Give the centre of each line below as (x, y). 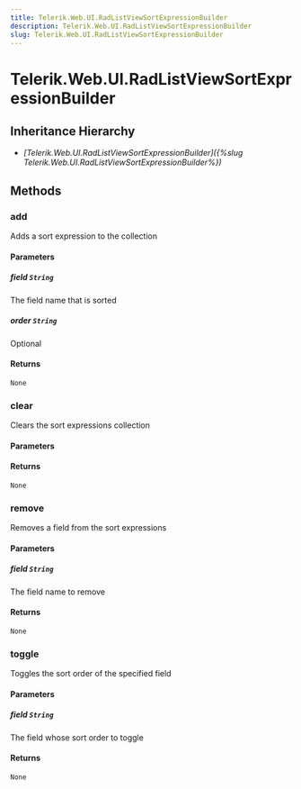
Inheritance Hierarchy (73, 131)
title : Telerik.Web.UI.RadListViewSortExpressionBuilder (119, 18)
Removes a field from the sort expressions (89, 528)
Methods (36, 190)
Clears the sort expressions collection (80, 425)
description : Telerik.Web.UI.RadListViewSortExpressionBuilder (131, 26)
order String (34, 321)
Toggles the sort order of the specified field (91, 674)
